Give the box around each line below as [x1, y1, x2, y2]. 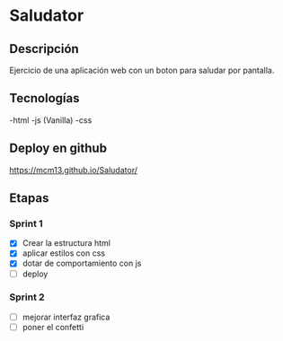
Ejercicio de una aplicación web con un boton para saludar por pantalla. [9, 65, 275, 75]
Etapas [9, 190, 49, 206]
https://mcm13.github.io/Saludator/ [9, 164, 137, 175]
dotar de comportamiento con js [22, 258, 142, 269]
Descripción [9, 41, 79, 57]
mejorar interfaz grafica [22, 311, 111, 322]
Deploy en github [9, 141, 108, 156]
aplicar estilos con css [22, 248, 106, 258]
